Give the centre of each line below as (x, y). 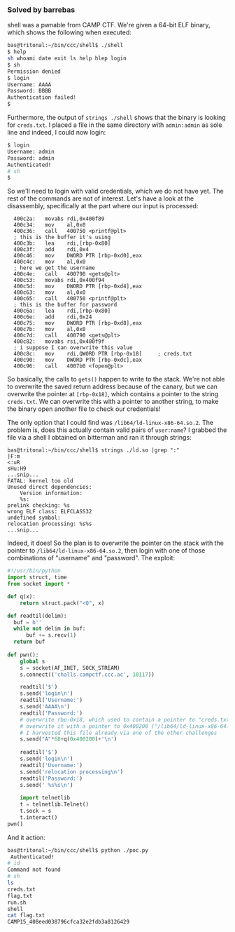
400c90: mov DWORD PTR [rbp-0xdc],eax (78, 360)
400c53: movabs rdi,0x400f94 (59, 281)
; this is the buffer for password (65, 305)
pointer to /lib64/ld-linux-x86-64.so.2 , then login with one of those (106, 551)
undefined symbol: (34, 518)
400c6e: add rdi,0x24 (53, 317)
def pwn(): (23, 655)
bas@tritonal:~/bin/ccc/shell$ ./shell (65, 46)
